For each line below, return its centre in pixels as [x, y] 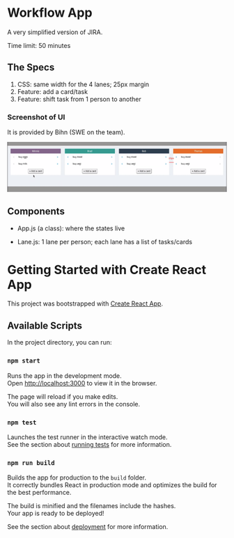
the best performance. [39, 493]
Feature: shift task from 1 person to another [79, 99]
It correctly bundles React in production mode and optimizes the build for [112, 485]
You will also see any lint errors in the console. [74, 404]
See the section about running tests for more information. [89, 444]
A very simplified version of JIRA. [55, 32]
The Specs [31, 68]
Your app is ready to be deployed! [56, 514]
